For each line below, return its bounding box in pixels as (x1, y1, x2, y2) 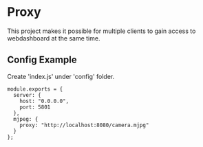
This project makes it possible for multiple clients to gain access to (7, 27, 196, 35)
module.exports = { (7, 85, 63, 93)
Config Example (7, 54, 77, 66)
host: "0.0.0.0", (19, 98, 70, 104)
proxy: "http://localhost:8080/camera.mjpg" (19, 122, 149, 128)
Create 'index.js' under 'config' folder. (7, 72, 115, 80)
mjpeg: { (13, 115, 39, 122)
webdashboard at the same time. (7, 34, 100, 42)
